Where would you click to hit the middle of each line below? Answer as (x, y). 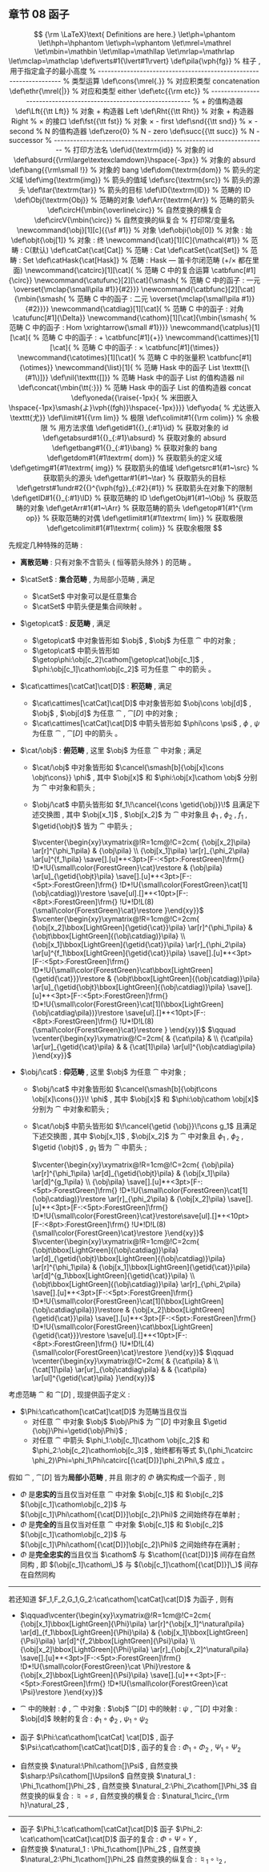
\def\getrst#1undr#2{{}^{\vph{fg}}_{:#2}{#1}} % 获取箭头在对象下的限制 (134, 487)
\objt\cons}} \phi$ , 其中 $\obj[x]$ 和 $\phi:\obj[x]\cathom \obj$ (137, 777)
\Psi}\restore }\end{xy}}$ (61, 1692)
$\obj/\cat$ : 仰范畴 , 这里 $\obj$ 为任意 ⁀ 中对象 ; (103, 1072)
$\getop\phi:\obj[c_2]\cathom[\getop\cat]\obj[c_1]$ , (118, 659)
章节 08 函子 (39, 14)
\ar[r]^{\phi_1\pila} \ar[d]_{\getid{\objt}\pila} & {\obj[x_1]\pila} (131, 1174)
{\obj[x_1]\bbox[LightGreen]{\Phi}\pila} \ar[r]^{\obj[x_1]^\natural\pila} (132, 1624)
